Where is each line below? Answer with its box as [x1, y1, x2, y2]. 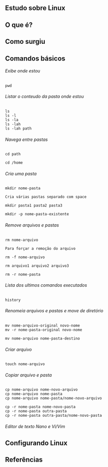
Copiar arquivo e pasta [5, 372, 52, 378]
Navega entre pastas [5, 136, 48, 142]
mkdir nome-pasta [5, 186, 41, 191]
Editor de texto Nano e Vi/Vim [5, 423, 65, 429]
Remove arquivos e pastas [5, 222, 59, 228]
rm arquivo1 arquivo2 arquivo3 [5, 263, 69, 268]
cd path [5, 152, 21, 157]
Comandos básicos [5, 54, 65, 63]
